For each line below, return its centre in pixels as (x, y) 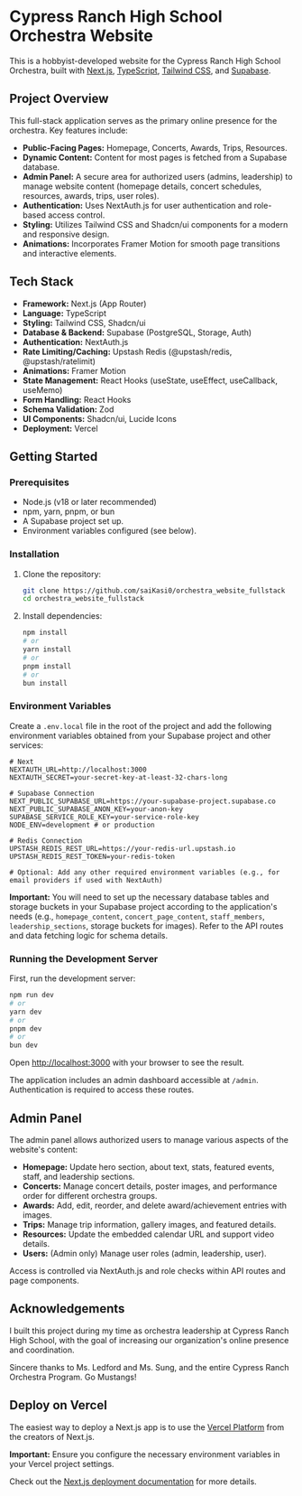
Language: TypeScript (64, 313)
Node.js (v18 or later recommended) (90, 502)
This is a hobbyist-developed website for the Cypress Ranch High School (145, 61)
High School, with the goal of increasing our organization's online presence (149, 1340)
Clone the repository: (62, 574)
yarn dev (26, 1012)
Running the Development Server (84, 958)
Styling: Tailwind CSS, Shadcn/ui (84, 323)
